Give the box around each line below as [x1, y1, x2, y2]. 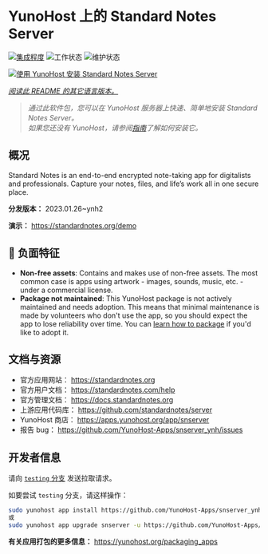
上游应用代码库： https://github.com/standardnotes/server [19, 405, 213, 415]
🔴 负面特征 [8, 247, 60, 260]
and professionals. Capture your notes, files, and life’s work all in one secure [8, 179, 259, 188]
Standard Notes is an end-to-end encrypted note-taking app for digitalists [8, 170, 251, 180]
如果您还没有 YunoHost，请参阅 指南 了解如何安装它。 [27, 123, 203, 133]
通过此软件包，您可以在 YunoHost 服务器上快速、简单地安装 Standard [27, 103, 258, 113]
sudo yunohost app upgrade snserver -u [8, 520, 141, 529]
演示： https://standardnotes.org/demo [8, 220, 137, 230]
